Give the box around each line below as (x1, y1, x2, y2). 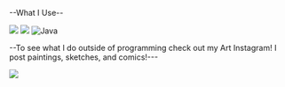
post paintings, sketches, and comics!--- (9, 52, 158, 62)
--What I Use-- (9, 8, 64, 18)
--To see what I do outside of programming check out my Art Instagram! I (9, 43, 277, 53)
